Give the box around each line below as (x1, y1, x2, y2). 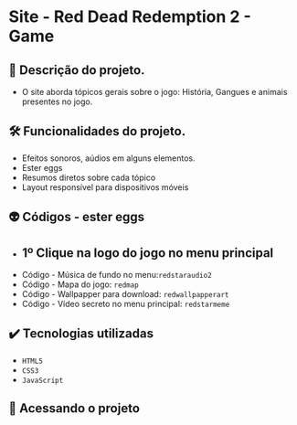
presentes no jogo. (21, 96, 93, 107)
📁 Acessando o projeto (8, 400, 141, 417)
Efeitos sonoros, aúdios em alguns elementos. (21, 153, 196, 164)
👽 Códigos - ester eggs (8, 209, 145, 225)
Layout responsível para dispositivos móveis (21, 181, 189, 193)
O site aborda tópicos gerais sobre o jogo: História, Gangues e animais (21, 87, 288, 97)
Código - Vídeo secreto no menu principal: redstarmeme (21, 299, 230, 310)
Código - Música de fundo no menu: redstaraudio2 (21, 270, 212, 281)
